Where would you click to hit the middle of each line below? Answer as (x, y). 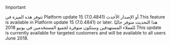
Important (16, 7)
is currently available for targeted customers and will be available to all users (85, 33)
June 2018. (17, 38)
